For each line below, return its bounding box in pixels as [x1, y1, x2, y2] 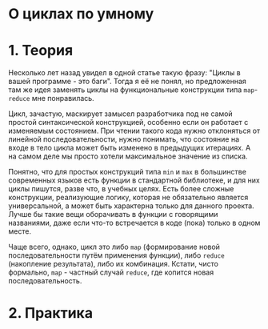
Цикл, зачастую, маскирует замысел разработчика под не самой [8, 109, 234, 118]
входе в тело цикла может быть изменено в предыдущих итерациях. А [8, 143, 251, 153]
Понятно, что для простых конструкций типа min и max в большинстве [8, 167, 246, 177]
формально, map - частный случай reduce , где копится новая [8, 267, 214, 277]
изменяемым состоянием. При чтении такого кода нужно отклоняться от [8, 126, 261, 136]
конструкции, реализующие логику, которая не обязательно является [8, 193, 249, 203]
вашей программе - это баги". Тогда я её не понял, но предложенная [8, 77, 246, 86]
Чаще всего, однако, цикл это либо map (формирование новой [8, 242, 220, 252]
